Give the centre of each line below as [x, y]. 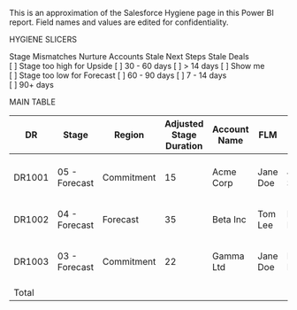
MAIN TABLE [32, 102]
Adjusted [184, 124]
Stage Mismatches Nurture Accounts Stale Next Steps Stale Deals [129, 56]
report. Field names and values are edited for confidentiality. [119, 22]
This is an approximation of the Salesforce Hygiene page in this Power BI [141, 13]
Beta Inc [229, 219]
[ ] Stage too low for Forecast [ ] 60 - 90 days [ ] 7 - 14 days [118, 75]
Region [129, 135]
